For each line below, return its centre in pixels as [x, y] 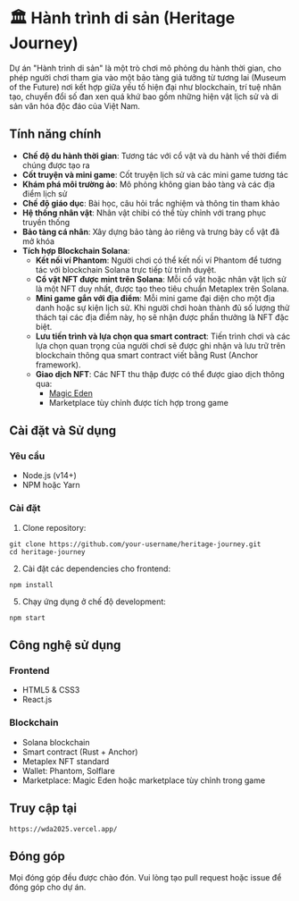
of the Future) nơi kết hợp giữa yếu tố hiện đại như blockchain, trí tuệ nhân [145, 87]
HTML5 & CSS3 [51, 690]
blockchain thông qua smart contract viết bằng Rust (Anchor [147, 355]
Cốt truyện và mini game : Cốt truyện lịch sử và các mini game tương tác [155, 174]
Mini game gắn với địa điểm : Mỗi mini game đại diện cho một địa [155, 298]
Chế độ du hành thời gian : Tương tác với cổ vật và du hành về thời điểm [154, 156]
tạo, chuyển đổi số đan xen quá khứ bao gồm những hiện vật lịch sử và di [144, 97]
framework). [58, 365]
